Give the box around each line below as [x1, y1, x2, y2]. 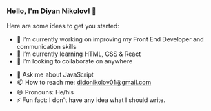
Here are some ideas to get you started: [6, 22, 120, 30]
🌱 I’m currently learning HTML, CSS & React [16, 50, 141, 58]
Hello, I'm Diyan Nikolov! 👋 [6, 6, 97, 16]
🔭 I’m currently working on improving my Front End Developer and [16, 35, 204, 43]
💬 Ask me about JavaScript [16, 70, 94, 79]
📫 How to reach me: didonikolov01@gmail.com [16, 79, 152, 87]
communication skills [16, 43, 77, 51]
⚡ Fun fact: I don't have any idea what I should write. [16, 96, 166, 104]
